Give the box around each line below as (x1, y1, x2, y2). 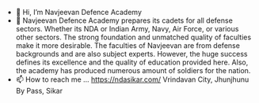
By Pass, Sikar (15, 86, 63, 95)
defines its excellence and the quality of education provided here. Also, (15, 57, 249, 67)
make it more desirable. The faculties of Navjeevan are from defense (15, 41, 240, 50)
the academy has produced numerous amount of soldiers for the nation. (15, 66, 251, 75)
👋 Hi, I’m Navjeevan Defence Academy (15, 8, 143, 17)
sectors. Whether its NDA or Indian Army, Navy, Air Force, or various (15, 24, 239, 33)
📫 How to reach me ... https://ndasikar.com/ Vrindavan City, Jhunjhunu (15, 75, 249, 84)
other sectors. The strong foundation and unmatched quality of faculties (15, 32, 252, 42)
